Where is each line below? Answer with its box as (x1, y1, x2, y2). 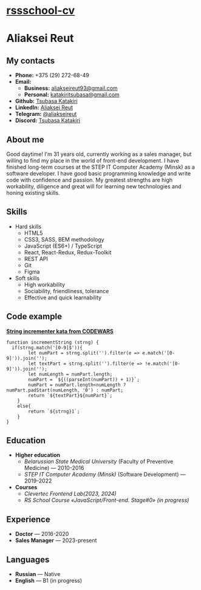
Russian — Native (15, 571, 61, 578)
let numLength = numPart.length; (28, 371, 113, 377)
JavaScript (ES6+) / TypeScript (24, 242, 102, 249)
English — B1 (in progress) (15, 577, 83, 585)
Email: (15, 78, 32, 86)
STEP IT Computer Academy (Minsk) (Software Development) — (24, 471, 186, 478)
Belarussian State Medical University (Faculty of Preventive (24, 458, 174, 465)
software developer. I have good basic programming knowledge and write (6, 170, 191, 177)
